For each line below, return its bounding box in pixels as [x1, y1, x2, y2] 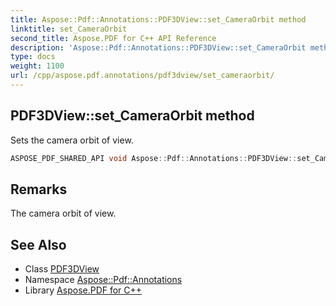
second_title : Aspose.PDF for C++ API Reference [10, 33, 217, 43]
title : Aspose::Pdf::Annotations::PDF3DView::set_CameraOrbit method [10, 14, 307, 25]
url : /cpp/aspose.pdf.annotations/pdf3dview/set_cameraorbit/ [10, 71, 275, 81]
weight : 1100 [10, 61, 65, 71]
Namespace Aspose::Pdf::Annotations [24, 274, 183, 286]
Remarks [10, 181, 68, 198]
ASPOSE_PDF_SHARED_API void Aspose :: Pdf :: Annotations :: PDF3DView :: [10, 153, 298, 163]
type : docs [10, 52, 56, 62]
